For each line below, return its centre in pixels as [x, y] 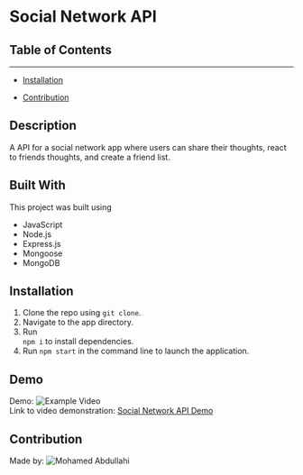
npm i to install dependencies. [78, 342]
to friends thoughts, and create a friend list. [90, 157]
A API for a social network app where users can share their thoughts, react [148, 147]
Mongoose [42, 253]
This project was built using [61, 207]
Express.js [41, 243]
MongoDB [41, 262]
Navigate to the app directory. [78, 323]
